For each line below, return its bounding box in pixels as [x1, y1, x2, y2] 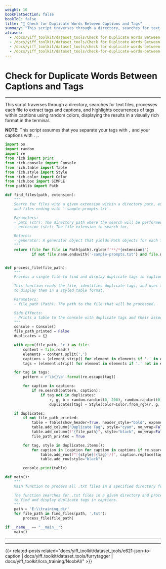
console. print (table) [23, 466, 68, 471]
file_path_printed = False [14, 329, 70, 334]
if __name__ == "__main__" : [5, 525, 63, 530]
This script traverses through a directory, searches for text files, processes [5, 102, 158, 108]
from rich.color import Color [5, 174, 68, 179]
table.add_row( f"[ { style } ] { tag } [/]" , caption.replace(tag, [40, 452, 165, 457]
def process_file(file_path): [5, 265, 68, 270]
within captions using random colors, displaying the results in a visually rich [5, 112, 159, 118]
